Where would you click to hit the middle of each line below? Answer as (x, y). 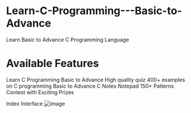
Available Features (52, 64)
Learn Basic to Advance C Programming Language (68, 39)
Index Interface (24, 104)
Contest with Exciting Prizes (40, 92)
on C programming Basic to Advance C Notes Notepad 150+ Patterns (90, 86)
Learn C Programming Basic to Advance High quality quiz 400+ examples (96, 79)
